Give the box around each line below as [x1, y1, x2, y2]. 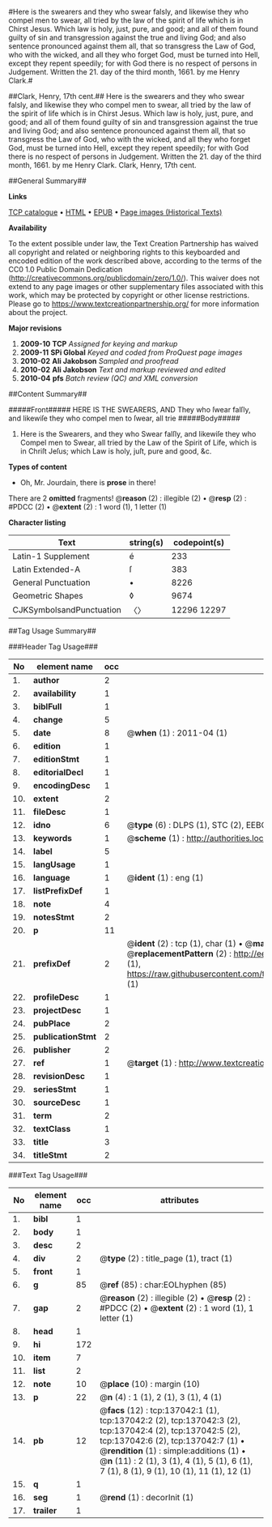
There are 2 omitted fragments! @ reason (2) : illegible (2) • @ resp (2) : [8, 493, 247, 503]
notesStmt [33, 911, 74, 923]
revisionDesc [33, 1071, 85, 1081]
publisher [33, 1044, 71, 1056]
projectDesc [33, 1004, 82, 1016]
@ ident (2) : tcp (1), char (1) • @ [126, 938, 253, 949]
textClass [33, 1124, 71, 1134]
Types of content [8, 462, 67, 471]
